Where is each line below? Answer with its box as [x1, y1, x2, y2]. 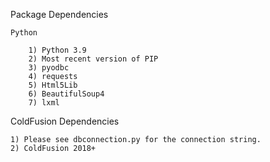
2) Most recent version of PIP [28, 54, 159, 64]
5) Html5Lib [28, 80, 78, 90]
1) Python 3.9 [28, 45, 87, 55]
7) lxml [28, 98, 60, 108]
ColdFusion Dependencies [10, 115, 120, 127]
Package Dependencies [10, 9, 109, 20]
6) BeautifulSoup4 [28, 89, 105, 99]
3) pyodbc [28, 63, 70, 73]
